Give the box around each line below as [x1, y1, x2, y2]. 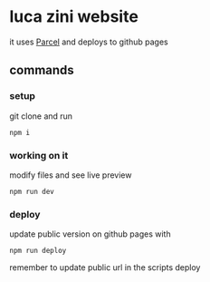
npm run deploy [9, 247, 67, 256]
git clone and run [9, 111, 73, 122]
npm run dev [9, 187, 54, 196]
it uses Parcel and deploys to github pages [9, 36, 169, 47]
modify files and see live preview [9, 170, 132, 180]
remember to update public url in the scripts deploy [9, 262, 201, 273]
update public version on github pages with [9, 229, 171, 239]
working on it [9, 149, 69, 161]
